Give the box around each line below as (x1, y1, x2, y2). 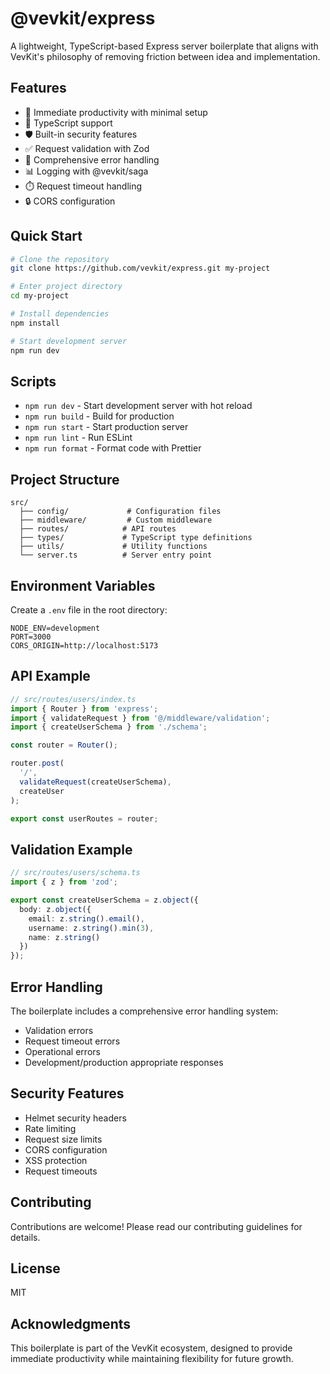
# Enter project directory (10, 282, 123, 292)
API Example (10, 668, 91, 685)
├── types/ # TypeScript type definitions (19, 533, 253, 543)
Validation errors (24, 1024, 94, 1036)
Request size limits (24, 1133, 103, 1145)
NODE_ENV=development (10, 623, 101, 633)
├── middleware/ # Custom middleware (19, 515, 213, 526)
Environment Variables (10, 577, 156, 594)
